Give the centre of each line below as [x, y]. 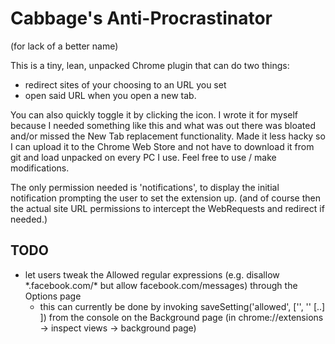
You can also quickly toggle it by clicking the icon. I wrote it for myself [154, 114]
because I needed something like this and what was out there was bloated [163, 125]
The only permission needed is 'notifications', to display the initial [145, 187]
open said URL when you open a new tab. [110, 95]
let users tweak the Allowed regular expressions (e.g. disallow [152, 274]
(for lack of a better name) [64, 46]
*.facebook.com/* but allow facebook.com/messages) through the [161, 285]
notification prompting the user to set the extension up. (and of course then [166, 198]
